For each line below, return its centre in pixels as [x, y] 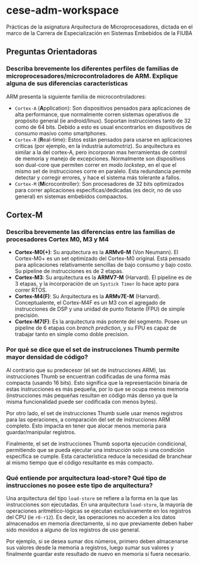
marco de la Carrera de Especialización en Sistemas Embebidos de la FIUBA [99, 33]
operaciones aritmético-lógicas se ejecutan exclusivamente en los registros [99, 511]
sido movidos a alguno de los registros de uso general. [73, 530]
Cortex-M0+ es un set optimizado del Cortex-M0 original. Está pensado [102, 258]
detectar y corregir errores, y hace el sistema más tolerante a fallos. [98, 177]
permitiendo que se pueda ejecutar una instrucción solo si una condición [95, 450]
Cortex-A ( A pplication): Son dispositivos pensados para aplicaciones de [102, 108]
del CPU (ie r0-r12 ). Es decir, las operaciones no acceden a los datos [91, 517]
